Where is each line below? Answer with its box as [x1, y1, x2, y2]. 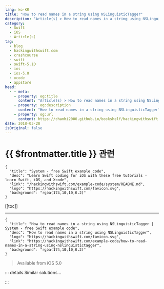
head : [5, 84, 16, 90]
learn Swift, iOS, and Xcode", [5, 177, 69, 183]
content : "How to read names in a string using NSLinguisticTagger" [18, 107, 161, 113]
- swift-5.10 [9, 62, 36, 67]
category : [5, 21, 25, 26]
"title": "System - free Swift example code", [9, 169, 106, 174]
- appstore [9, 80, 32, 85]
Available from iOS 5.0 [17, 260, 62, 266]
